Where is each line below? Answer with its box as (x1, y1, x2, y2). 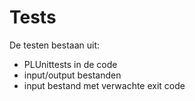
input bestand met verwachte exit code (23, 79, 186, 91)
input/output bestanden (23, 69, 122, 81)
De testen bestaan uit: (9, 39, 100, 51)
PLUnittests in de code (23, 58, 118, 70)
